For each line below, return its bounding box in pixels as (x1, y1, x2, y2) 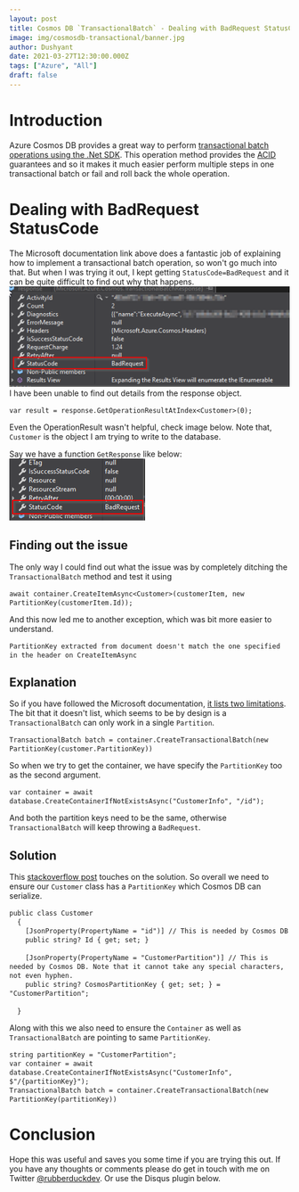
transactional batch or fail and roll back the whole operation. (9, 168, 230, 178)
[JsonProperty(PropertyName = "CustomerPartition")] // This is (25, 954, 269, 963)
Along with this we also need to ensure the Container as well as (9, 1023, 242, 1033)
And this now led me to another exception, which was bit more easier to (9, 613, 272, 624)
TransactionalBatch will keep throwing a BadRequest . (9, 822, 201, 833)
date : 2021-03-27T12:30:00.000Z (9, 52, 129, 62)
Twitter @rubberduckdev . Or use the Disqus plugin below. (9, 1173, 221, 1184)
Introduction (9, 111, 103, 131)
